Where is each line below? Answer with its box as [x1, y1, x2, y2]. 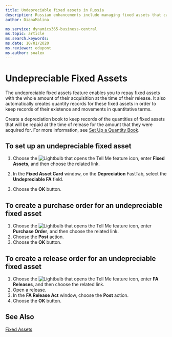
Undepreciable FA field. [12, 176, 63, 183]
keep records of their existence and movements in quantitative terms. [5, 106, 152, 112]
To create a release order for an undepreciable [5, 254, 156, 263]
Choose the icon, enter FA [12, 276, 159, 282]
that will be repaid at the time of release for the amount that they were [5, 121, 153, 128]
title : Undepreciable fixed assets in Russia [5, 7, 104, 13]
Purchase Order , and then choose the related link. [12, 228, 119, 235]
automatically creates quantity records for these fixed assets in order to [5, 100, 156, 107]
